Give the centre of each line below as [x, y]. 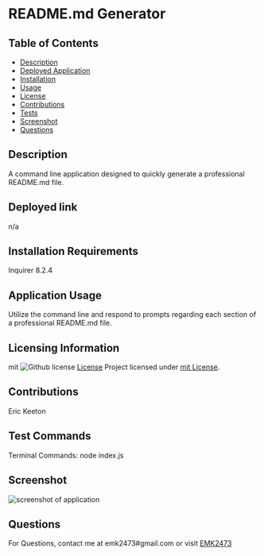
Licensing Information [64, 347]
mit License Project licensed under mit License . [114, 367]
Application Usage [55, 295]
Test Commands [50, 436]
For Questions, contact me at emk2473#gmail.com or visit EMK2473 [120, 543]
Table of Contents [54, 43]
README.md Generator [87, 14]
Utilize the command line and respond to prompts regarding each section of [132, 315]
